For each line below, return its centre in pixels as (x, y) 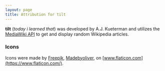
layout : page (19, 10)
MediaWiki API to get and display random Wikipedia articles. (67, 34)
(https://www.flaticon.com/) (34, 63)
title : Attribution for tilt (35, 14)
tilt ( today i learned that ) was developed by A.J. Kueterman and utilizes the (82, 28)
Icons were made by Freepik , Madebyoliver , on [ (55, 57)
